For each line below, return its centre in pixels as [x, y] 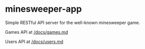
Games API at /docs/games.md [37, 32]
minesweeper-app [43, 9]
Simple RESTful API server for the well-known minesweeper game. [72, 23]
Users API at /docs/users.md [34, 41]
